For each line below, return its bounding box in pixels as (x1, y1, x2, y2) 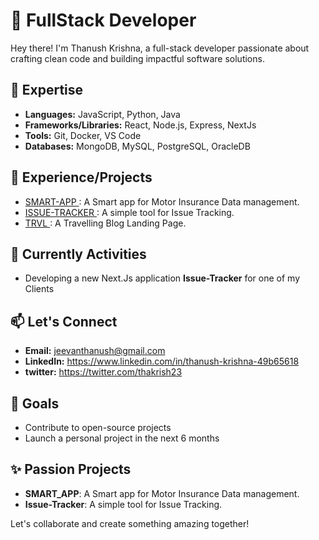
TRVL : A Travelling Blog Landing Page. (24, 217, 187, 229)
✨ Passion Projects (10, 461, 132, 478)
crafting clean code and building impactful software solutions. (10, 52, 265, 64)
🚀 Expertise (10, 82, 84, 99)
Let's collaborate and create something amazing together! (10, 517, 250, 529)
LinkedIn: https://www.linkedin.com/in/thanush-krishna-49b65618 (24, 355, 300, 368)
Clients (24, 283, 55, 295)
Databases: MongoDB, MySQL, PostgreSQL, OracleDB (24, 140, 251, 152)
